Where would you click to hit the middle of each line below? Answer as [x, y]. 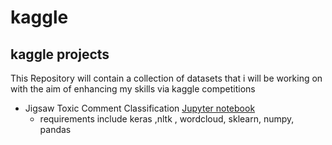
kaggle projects [60, 54]
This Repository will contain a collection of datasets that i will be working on [166, 78]
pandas [55, 129]
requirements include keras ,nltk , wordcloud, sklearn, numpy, [167, 119]
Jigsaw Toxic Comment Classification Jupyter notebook [140, 108]
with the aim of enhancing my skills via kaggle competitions [133, 89]
